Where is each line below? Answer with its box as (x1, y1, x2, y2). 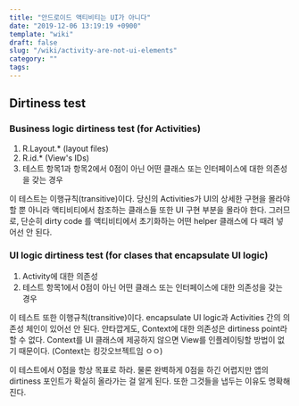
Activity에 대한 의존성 (21, 270, 98, 281)
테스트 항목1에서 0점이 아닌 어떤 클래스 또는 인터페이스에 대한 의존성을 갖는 (21, 282, 283, 293)
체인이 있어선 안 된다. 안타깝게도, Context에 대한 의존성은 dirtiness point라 (25, 323, 288, 334)
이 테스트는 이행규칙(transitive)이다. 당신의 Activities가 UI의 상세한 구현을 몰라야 (9, 193, 290, 203)
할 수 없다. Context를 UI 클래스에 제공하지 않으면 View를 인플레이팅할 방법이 (9, 334, 276, 344)
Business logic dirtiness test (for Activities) (9, 122, 201, 135)
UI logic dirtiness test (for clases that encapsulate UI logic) (9, 249, 269, 261)
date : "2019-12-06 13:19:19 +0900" (9, 21, 142, 30)
